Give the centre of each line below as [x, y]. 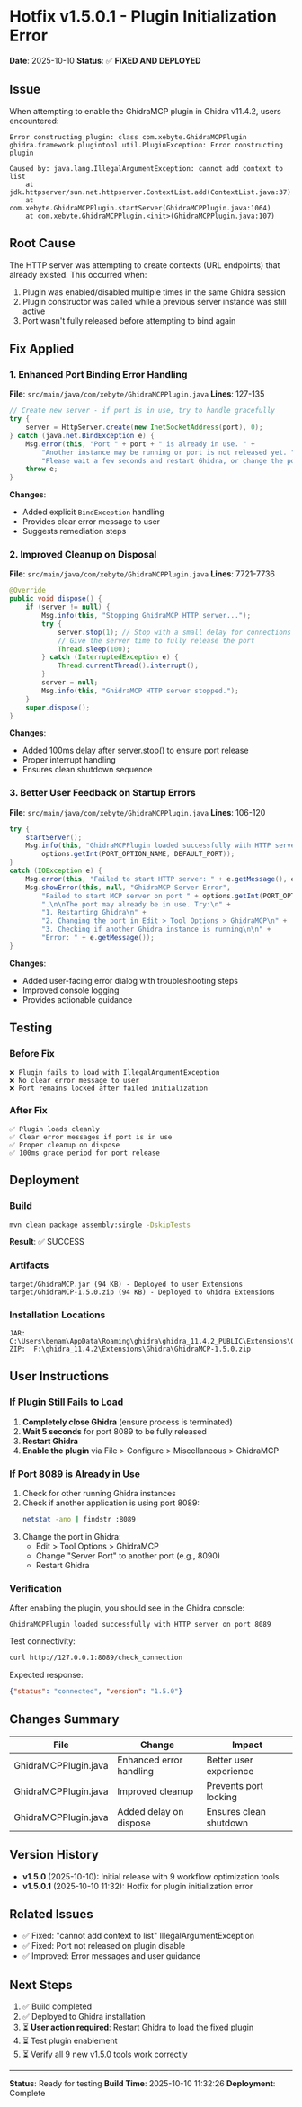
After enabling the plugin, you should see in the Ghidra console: [127, 1608]
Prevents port [235, 1785]
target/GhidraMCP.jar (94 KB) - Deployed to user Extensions [126, 1284]
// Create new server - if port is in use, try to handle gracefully [142, 411]
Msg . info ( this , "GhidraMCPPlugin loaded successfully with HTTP [148, 846]
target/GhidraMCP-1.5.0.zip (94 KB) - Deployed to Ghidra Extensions [142, 1292]
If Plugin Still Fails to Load [67, 1402]
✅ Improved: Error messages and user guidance [111, 1956]
